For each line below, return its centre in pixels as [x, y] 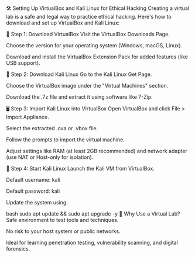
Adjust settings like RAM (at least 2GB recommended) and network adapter [97, 151]
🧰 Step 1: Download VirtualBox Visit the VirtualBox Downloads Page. [88, 34]
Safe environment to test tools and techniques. [62, 220]
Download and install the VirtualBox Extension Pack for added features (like [97, 57]
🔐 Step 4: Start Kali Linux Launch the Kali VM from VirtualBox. [81, 169]
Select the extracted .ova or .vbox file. [52, 128]
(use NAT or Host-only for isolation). [50, 157]
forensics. [18, 249]
